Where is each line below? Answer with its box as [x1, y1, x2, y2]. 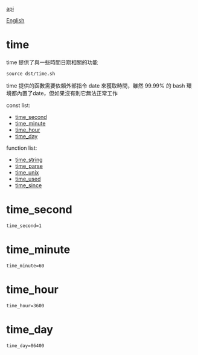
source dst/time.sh [6, 71, 56, 77]
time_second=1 [6, 223, 42, 229]
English [6, 17, 25, 24]
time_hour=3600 [6, 302, 45, 309]
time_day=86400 [6, 342, 45, 349]
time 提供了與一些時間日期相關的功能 [6, 59, 98, 66]
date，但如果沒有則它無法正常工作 [32, 89, 118, 97]
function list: [6, 144, 37, 152]
